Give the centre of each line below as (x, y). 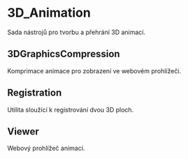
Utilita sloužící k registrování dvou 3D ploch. (71, 109)
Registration (35, 93)
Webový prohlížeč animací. (46, 149)
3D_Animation (49, 13)
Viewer (23, 131)
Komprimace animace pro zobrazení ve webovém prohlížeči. (94, 70)
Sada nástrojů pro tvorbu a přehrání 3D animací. (76, 32)
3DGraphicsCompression (64, 54)
